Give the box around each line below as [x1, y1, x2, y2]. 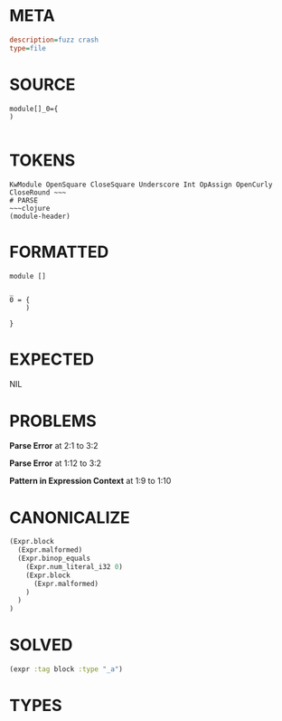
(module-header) [9, 212, 70, 221]
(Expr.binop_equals [17, 554, 91, 564]
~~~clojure [9, 204, 51, 213]
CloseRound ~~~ [9, 187, 67, 197]
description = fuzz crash [9, 35, 99, 44]
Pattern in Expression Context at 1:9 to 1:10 [9, 476, 172, 487]
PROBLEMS [9, 411, 97, 431]
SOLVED [9, 635, 73, 656]
